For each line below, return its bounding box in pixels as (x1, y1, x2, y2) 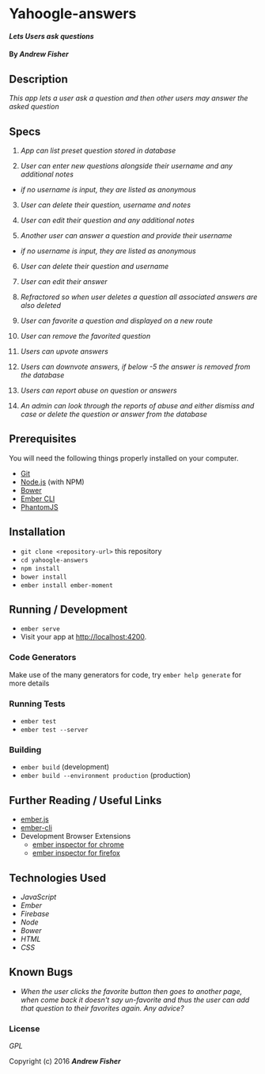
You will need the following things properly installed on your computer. (9, 453, 239, 463)
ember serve (20, 625, 60, 633)
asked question (9, 102, 59, 112)
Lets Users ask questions (9, 31, 94, 40)
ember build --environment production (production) (20, 771, 191, 780)
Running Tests (9, 698, 66, 709)
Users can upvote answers (20, 347, 109, 356)
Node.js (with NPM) (20, 476, 85, 487)
